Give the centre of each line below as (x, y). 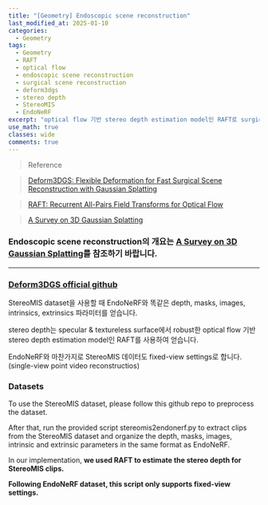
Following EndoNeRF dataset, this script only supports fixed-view (120, 484)
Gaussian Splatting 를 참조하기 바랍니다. (83, 254)
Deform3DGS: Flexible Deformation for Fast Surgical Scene (125, 180)
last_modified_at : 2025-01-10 (59, 23)
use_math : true (33, 127)
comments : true (33, 142)
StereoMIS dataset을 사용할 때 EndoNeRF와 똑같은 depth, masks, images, (127, 303)
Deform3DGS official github (63, 284)
